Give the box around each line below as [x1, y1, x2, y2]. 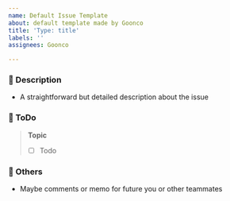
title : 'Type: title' [8, 26, 80, 34]
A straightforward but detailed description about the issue [19, 92, 209, 102]
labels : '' [8, 33, 44, 42]
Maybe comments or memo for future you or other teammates [19, 184, 223, 194]
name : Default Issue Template [8, 11, 109, 20]
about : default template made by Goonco [8, 19, 144, 27]
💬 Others [8, 166, 44, 177]
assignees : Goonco [8, 41, 69, 49]
